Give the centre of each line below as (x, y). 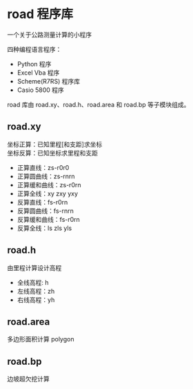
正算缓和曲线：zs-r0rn (49, 184)
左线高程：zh (36, 291)
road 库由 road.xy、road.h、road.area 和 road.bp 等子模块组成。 (99, 104)
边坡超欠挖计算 (28, 379)
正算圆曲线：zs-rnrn (46, 176)
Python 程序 (34, 64)
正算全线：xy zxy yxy (47, 193)
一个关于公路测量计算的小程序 (49, 35)
